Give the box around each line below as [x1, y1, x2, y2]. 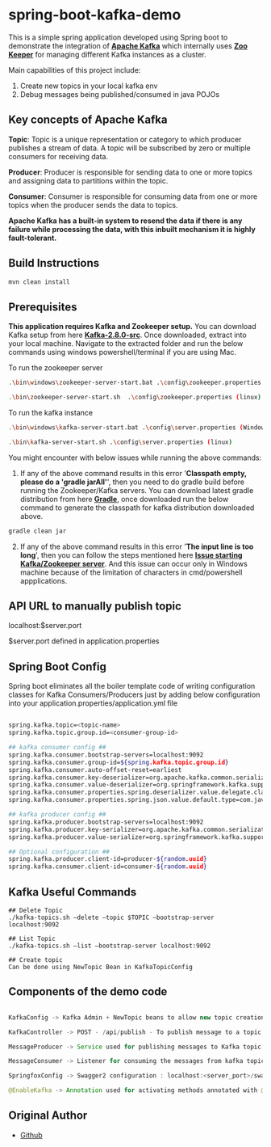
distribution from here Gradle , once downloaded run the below [19, 494, 229, 504]
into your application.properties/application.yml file [8, 698, 178, 708]
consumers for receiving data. [8, 151, 109, 161]
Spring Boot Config [8, 660, 106, 673]
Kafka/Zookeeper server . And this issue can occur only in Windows [19, 559, 248, 568]
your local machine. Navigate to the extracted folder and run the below [8, 339, 244, 348]
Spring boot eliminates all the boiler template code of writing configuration [8, 681, 256, 691]
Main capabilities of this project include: [8, 65, 141, 74]
